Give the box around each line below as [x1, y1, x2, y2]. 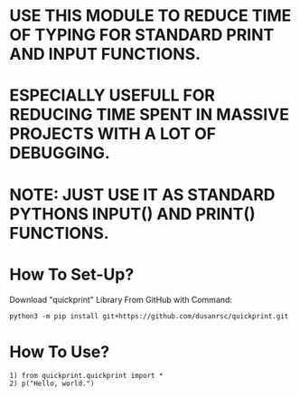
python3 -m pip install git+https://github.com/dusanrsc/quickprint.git [9, 311, 289, 321]
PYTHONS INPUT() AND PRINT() [9, 203, 256, 224]
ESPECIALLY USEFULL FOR [9, 85, 215, 106]
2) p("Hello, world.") [9, 379, 95, 389]
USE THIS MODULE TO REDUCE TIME [9, 5, 292, 26]
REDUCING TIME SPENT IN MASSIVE [9, 105, 289, 125]
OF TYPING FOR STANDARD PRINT [9, 24, 275, 45]
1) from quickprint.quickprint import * [9, 372, 164, 381]
